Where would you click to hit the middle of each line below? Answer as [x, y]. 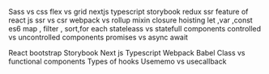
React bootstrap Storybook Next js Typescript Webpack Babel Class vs [127, 53]
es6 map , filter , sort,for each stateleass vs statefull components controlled [135, 29]
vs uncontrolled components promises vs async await [98, 37]
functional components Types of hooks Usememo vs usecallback [117, 61]
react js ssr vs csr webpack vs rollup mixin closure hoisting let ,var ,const [130, 20]
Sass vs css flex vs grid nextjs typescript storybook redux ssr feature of [128, 12]
